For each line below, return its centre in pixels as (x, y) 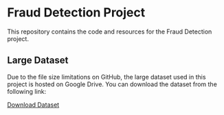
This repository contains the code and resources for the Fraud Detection (110, 31)
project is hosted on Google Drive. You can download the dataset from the (112, 84)
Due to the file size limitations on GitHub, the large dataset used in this (107, 77)
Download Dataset (33, 105)
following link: (27, 91)
